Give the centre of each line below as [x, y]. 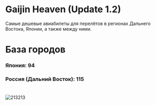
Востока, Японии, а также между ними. [48, 29]
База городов [35, 50]
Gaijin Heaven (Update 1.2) [63, 9]
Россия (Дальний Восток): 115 [45, 79]
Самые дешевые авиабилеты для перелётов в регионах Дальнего [78, 23]
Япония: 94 [20, 66]
